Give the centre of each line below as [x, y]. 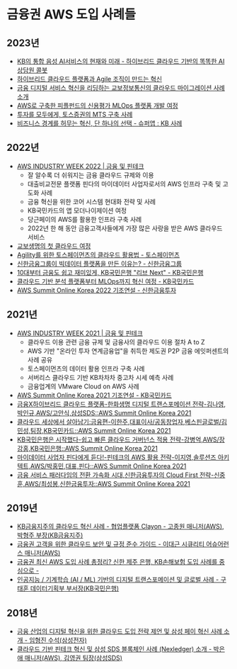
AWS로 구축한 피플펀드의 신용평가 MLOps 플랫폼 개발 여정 [97, 106]
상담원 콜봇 [32, 70]
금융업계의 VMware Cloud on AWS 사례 [83, 386]
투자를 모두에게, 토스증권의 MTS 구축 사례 [75, 114]
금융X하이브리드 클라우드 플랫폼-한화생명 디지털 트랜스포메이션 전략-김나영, [121, 404]
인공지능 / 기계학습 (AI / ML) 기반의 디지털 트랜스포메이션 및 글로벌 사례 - [118, 580]
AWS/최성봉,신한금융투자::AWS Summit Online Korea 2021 [107, 483]
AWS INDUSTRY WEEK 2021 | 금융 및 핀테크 [80, 333]
